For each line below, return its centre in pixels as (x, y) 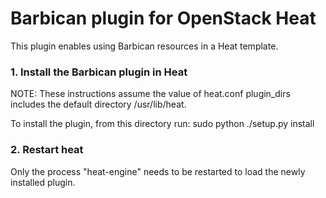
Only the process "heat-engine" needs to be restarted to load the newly (158, 171)
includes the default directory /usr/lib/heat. (98, 104)
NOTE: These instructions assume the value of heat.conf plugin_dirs (150, 94)
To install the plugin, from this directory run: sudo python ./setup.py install (162, 124)
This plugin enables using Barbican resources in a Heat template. (144, 46)
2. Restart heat (47, 150)
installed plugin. (43, 182)
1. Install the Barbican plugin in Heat (99, 72)
